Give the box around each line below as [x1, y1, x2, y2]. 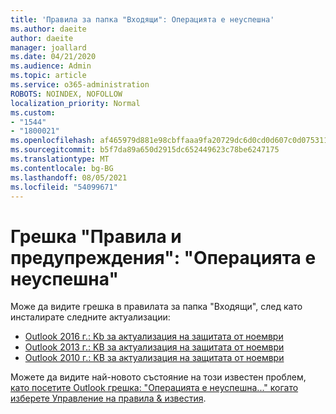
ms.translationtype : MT [10, 154, 110, 164]
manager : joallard [10, 42, 87, 53]
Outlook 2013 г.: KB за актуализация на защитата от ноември [24, 341, 285, 353]
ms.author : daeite [10, 24, 87, 34]
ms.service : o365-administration [10, 80, 150, 90]
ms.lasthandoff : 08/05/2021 [10, 172, 128, 183]
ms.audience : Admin [10, 61, 92, 71]
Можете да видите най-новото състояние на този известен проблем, [10, 371, 307, 383]
